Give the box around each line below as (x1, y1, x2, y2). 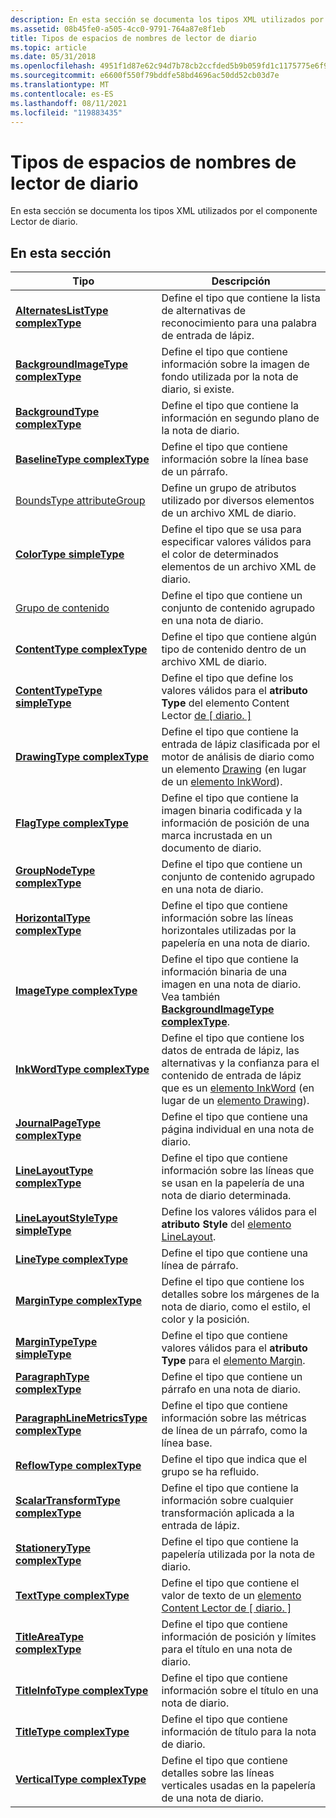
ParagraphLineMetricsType (15, 1411, 148, 1425)
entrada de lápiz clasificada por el (161, 737, 321, 751)
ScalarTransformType (15, 1494, 121, 1508)
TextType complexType (15, 1589, 130, 1603)
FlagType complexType (15, 816, 129, 830)
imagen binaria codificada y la (161, 804, 303, 818)
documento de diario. (161, 841, 262, 855)
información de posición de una (161, 816, 310, 830)
